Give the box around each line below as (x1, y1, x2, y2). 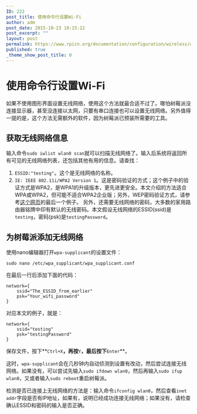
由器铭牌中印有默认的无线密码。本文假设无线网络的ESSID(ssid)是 (14, 206, 172, 213)
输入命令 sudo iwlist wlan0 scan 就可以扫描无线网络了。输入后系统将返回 (6, 150, 182, 157)
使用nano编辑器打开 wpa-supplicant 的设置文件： (6, 249, 122, 256)
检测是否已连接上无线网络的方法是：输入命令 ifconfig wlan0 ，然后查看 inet (6, 387, 187, 394)
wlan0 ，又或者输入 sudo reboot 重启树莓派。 (6, 375, 110, 382)
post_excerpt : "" (6, 30, 49, 36)
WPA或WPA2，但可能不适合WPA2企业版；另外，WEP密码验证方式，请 (14, 191, 186, 199)
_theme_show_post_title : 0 (6, 52, 72, 58)
